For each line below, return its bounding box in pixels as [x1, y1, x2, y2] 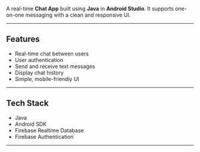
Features [6, 34, 40, 44]
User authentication [14, 56, 64, 63]
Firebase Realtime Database [14, 126, 85, 134]
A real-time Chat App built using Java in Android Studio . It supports [6, 5, 174, 12]
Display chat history [14, 69, 64, 76]
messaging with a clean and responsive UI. [25, 11, 131, 18]
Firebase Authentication [14, 133, 74, 140]
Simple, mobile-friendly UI [14, 75, 79, 82]
